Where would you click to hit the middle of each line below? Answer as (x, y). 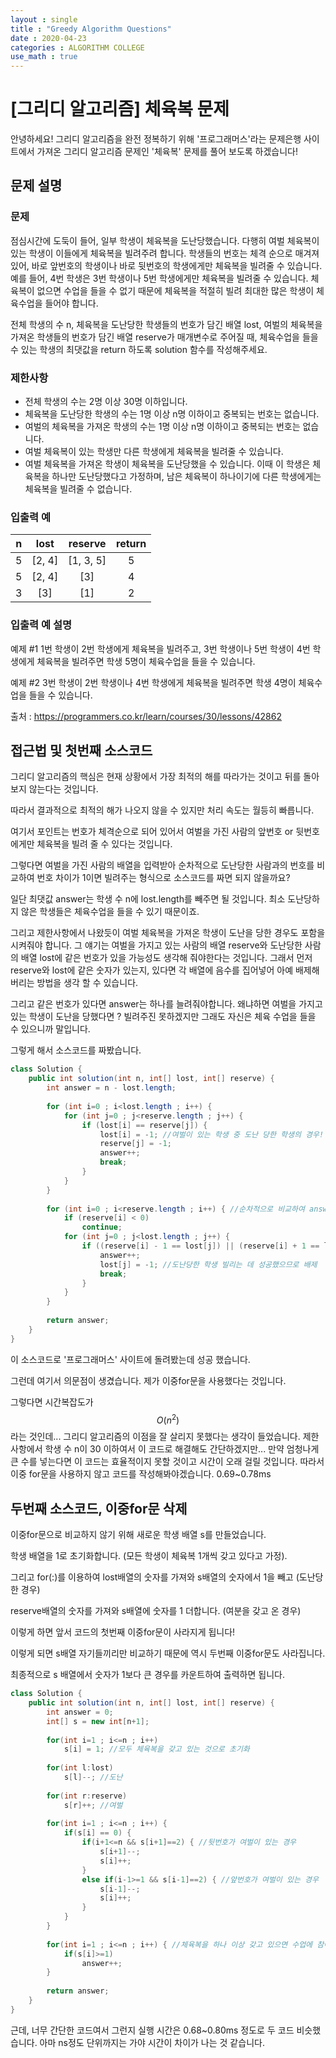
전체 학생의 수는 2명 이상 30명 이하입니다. (106, 402)
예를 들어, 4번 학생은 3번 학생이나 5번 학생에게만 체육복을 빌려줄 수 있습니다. (159, 278)
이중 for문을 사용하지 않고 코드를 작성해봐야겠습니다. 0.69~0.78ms (141, 1474)
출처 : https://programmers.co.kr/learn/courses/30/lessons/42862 (146, 716)
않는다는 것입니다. (63, 789)
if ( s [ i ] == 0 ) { (97, 1833)
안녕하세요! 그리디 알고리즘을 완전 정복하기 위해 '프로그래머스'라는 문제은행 (156, 139)
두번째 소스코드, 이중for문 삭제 (99, 1508)
